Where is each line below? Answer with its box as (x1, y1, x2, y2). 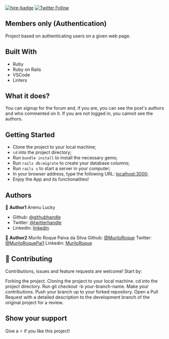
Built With (5, 48, 37, 56)
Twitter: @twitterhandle (12, 220, 62, 226)
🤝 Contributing (5, 255, 53, 263)
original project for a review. (5, 299, 64, 306)
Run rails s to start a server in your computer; (12, 165, 111, 172)
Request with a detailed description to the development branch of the (5, 294, 150, 300)
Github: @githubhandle (12, 214, 61, 220)
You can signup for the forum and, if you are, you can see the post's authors (5, 105, 164, 111)
